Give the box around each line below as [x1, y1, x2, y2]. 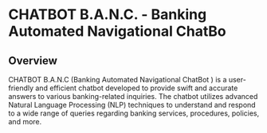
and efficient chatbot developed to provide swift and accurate [35, 83, 238, 93]
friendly [8, 83, 34, 93]
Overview [8, 54, 58, 67]
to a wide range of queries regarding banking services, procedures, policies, [8, 108, 260, 118]
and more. [8, 117, 42, 126]
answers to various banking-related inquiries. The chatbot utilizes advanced [8, 92, 258, 101]
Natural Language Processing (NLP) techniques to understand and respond [8, 101, 257, 109]
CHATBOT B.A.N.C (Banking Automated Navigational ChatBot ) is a [8, 75, 227, 84]
